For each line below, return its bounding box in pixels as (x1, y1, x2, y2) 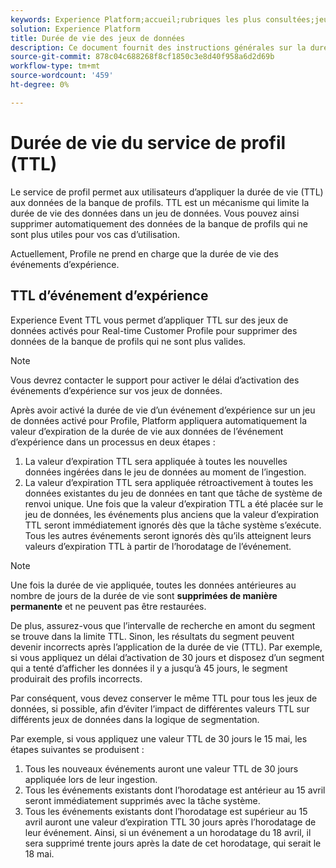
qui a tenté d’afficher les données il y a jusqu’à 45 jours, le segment (10, 662, 288, 674)
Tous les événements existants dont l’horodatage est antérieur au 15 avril (24, 784, 326, 796)
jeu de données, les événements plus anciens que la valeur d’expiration (24, 508, 320, 520)
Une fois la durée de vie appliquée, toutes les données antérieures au (10, 579, 297, 591)
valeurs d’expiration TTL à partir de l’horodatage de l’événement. (24, 540, 292, 552)
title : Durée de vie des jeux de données (10, 33, 186, 43)
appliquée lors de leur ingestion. (24, 773, 158, 785)
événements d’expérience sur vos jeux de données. (10, 384, 223, 396)
